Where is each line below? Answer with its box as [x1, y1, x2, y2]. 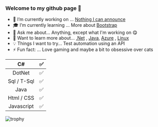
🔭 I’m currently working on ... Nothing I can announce [12, 16, 126, 23]
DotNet [12, 69, 30, 77]
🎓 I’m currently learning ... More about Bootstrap [12, 22, 117, 28]
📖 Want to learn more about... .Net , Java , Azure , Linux [12, 35, 129, 41]
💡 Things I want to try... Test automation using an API [12, 41, 125, 47]
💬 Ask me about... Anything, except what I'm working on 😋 [12, 29, 137, 35]
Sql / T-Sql [8, 78, 34, 85]
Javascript [8, 103, 34, 110]
